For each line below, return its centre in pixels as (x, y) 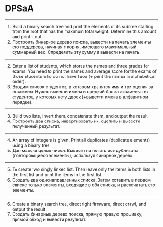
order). (19, 81)
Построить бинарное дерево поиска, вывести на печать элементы (81, 42)
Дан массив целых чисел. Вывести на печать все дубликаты (75, 150)
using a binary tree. (31, 145)
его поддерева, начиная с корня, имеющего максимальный (74, 47)
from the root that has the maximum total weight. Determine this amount (84, 31)
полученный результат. (36, 126)
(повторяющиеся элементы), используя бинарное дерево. (73, 155)
